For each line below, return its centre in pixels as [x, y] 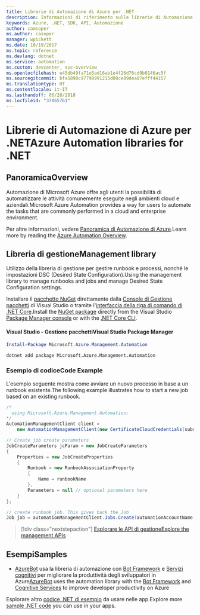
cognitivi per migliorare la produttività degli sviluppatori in [85, 575]
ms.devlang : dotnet [30, 56]
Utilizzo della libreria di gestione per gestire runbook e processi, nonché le [97, 268]
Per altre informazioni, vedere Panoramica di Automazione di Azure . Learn [96, 229]
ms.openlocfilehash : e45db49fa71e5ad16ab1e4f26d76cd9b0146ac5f [86, 73]
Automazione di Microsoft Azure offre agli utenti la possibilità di [84, 192]
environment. [22, 217]
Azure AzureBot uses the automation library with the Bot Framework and [103, 582]
